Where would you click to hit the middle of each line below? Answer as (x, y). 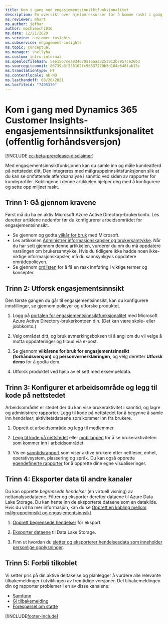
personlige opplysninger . (38, 547)
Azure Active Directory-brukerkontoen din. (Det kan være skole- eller (84, 321)
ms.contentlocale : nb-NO (31, 75)
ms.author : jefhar (24, 24)
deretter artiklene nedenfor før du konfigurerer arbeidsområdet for (74, 220)
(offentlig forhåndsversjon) (63, 142)
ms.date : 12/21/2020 (27, 33)
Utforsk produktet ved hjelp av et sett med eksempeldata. (72, 372)
